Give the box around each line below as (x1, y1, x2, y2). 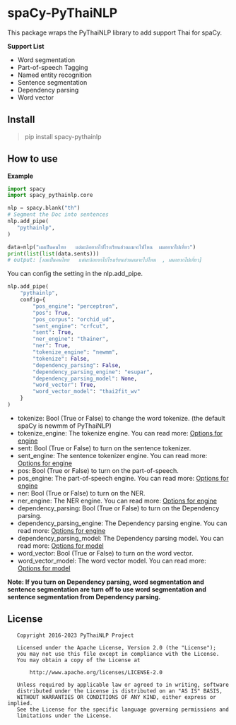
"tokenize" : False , (33, 355, 90, 362)
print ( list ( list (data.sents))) (7, 250, 100, 257)
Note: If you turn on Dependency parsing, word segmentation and (7, 577, 205, 586)
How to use (7, 153, 58, 165)
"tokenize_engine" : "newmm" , (33, 349, 119, 356)
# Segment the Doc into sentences (7, 211, 110, 218)
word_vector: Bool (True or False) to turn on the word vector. (17, 549, 194, 557)
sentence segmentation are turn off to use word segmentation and (7, 585, 207, 594)
